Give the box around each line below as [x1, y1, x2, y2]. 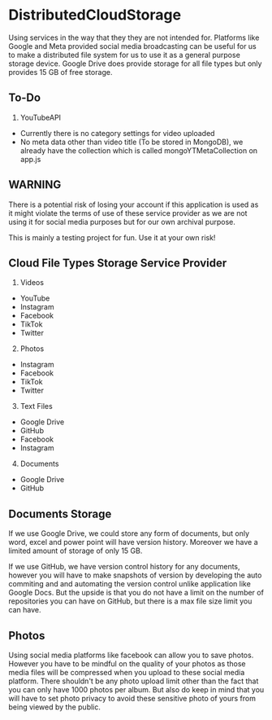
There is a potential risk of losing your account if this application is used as [8, 200, 259, 209]
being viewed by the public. [8, 702, 101, 712]
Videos [19, 278, 45, 288]
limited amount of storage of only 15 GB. [8, 546, 143, 555]
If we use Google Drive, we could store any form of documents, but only [8, 529, 250, 538]
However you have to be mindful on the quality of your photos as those [8, 659, 246, 669]
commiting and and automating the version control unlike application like [8, 579, 252, 589]
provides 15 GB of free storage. [8, 67, 113, 77]
